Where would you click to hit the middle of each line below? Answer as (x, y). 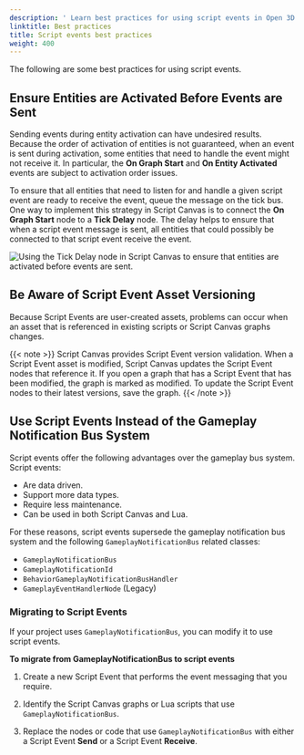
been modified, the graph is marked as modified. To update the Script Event (152, 383)
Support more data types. (71, 494)
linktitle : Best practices (61, 26)
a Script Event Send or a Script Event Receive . (110, 740)
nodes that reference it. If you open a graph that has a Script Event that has (151, 373)
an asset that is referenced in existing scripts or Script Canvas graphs (140, 326)
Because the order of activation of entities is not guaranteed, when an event (152, 144)
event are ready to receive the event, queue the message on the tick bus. (147, 201)
